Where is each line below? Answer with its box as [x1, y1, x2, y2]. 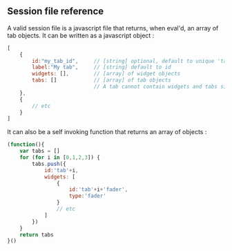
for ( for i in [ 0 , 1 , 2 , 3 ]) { [19, 154, 100, 161]
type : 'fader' [68, 193, 107, 200]
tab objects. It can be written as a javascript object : [7, 31, 155, 39]
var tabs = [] [19, 148, 60, 155]
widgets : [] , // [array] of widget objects [32, 71, 181, 77]
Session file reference [7, 6, 104, 17]
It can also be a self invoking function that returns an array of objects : [7, 128, 207, 136]
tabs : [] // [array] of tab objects [32, 77, 171, 84]
